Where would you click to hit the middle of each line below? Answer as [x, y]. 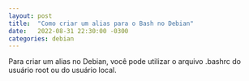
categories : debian [41, 38]
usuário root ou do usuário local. [62, 70]
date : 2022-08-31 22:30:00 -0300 [69, 31]
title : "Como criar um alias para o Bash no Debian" [101, 23]
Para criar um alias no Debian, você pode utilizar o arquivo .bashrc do [125, 62]
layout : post [30, 16]
